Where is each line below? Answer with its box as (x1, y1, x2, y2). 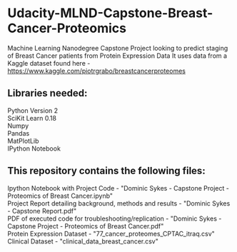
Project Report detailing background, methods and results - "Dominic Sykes (7, 198, 231, 208)
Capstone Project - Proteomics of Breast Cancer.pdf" (7, 221, 164, 230)
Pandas (7, 128, 30, 137)
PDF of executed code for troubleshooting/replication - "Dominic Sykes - (7, 214, 222, 223)
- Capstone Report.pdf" (7, 206, 77, 215)
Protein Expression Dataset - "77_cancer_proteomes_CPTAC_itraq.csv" (7, 229, 216, 238)
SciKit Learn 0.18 (7, 114, 57, 122)
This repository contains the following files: (7, 165, 206, 177)
